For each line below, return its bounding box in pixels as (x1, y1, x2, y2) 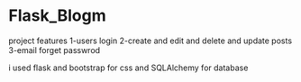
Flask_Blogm (8, 5, 107, 26)
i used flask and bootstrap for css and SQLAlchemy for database (8, 62, 249, 73)
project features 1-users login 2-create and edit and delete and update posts (8, 35, 293, 46)
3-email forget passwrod (8, 44, 101, 55)
